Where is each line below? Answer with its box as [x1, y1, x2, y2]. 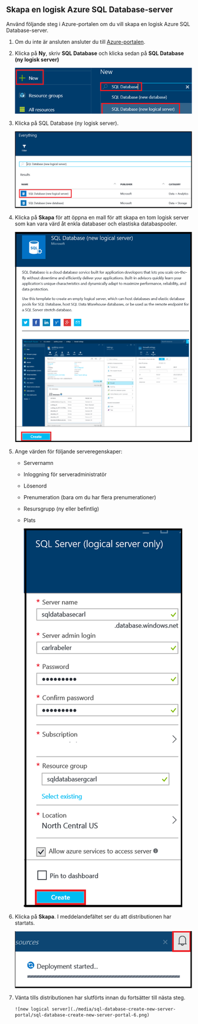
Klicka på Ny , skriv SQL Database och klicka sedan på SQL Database [14, 50, 184, 57]
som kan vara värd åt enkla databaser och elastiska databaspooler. [14, 220, 177, 227]
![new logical [14, 1006, 49, 1012]
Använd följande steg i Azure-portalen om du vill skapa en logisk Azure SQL [6, 20, 190, 27]
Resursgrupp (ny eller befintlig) [23, 505, 100, 512]
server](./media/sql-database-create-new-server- [52, 1006, 176, 1012]
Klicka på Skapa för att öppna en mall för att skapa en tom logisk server [14, 214, 189, 221]
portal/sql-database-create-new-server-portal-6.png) [14, 1012, 150, 1018]
